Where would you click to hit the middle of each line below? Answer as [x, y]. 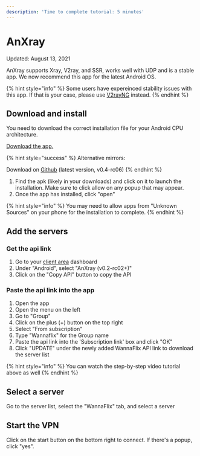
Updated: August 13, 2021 [38, 59]
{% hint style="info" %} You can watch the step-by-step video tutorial [93, 367]
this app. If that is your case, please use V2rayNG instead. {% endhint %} [98, 95]
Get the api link [29, 248]
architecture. [22, 135]
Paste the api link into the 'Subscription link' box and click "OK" [94, 342]
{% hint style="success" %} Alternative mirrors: [66, 158]
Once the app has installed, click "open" [65, 194]
